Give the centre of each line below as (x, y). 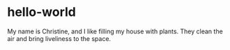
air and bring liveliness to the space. (59, 38)
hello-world (42, 12)
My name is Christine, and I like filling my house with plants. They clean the (115, 31)
